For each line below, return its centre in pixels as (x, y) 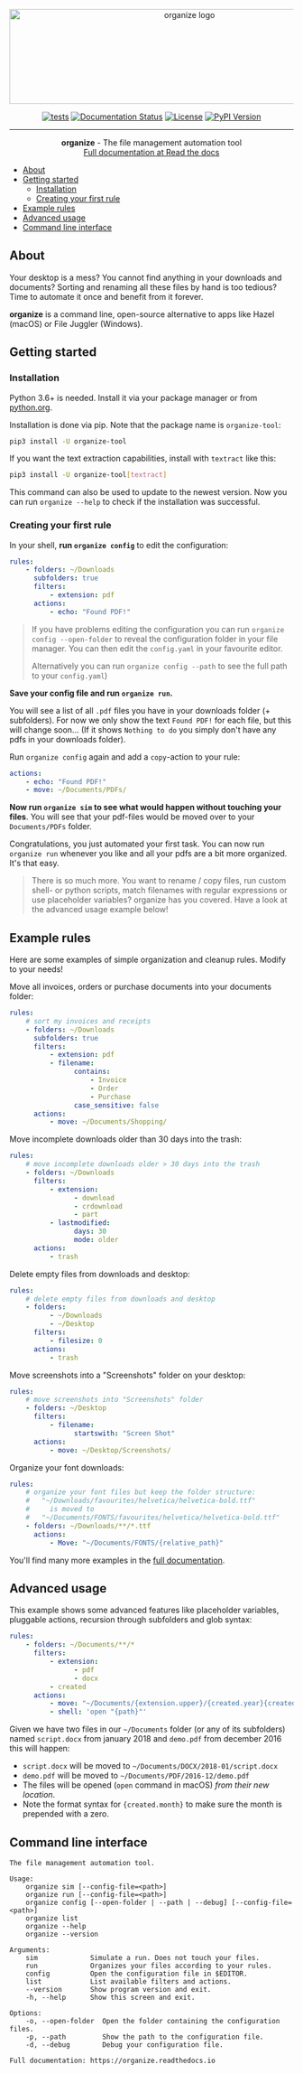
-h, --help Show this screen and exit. (110, 1997)
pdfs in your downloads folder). (68, 739)
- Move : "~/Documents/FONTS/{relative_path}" (136, 1543)
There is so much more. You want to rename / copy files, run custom (159, 881)
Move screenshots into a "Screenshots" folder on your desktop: (128, 1375)
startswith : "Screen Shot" (124, 1433)
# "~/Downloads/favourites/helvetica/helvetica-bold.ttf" (141, 1501)
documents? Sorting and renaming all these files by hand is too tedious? (143, 287)
